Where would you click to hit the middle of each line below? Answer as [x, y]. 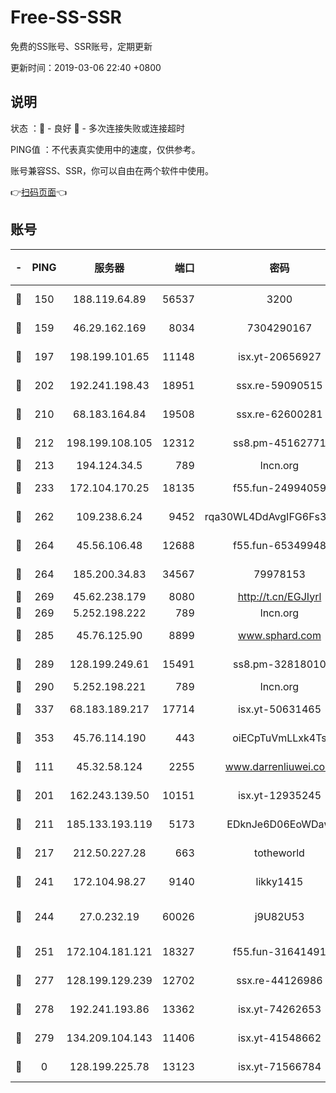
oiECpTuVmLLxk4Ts [279, 738]
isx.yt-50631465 [279, 709]
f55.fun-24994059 [279, 488]
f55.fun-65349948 [279, 545]
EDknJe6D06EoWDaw [279, 824]
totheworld [279, 853]
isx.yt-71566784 [279, 1066]
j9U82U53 [279, 916]
